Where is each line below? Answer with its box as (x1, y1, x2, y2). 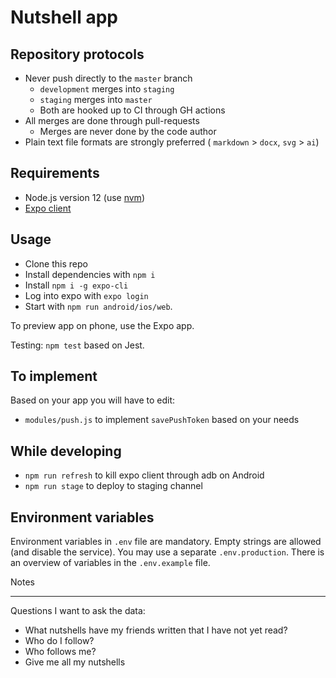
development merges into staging (39, 83, 175, 95)
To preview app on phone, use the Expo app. (10, 319, 195, 331)
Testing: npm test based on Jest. (10, 339, 145, 351)
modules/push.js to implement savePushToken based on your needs (24, 414, 300, 426)
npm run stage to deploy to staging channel (24, 480, 203, 492)
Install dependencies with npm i (24, 268, 156, 280)
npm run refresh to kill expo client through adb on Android (24, 469, 265, 481)
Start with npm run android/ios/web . (24, 300, 173, 312)
